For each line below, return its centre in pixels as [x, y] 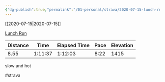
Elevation [122, 45]
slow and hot [18, 66]
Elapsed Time [73, 45]
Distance [18, 45]
